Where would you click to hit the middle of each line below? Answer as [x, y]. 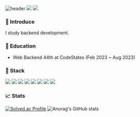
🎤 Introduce [20, 21]
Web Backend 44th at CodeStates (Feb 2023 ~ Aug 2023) [74, 57]
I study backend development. [37, 33]
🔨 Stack [15, 71]
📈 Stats [15, 96]
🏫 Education [20, 46]
